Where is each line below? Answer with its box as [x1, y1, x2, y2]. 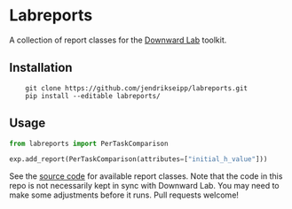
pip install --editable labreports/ [25, 91, 162, 100]
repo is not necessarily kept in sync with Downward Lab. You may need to [9, 181, 280, 191]
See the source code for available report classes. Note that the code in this [9, 171, 283, 182]
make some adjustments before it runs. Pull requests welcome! [9, 190, 240, 200]
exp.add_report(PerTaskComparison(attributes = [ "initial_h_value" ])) [9, 155, 268, 164]
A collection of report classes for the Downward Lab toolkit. [9, 35, 227, 45]
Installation [9, 60, 73, 75]
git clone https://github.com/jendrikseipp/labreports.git [25, 83, 249, 93]
